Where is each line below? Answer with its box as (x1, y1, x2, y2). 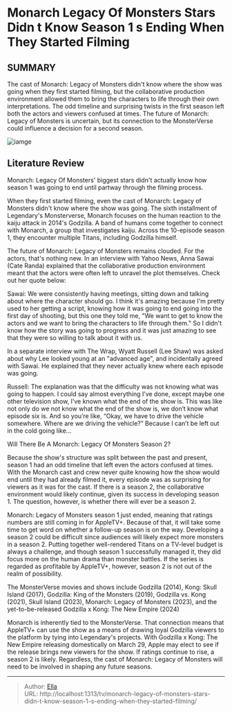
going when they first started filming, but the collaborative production (7, 88, 205, 95)
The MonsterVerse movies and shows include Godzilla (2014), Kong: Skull (7, 583, 217, 591)
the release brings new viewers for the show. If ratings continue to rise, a (7, 648, 215, 656)
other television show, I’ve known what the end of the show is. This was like (7, 397, 222, 405)
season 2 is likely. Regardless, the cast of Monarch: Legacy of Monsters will (7, 655, 223, 663)
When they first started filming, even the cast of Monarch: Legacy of (7, 196, 202, 205)
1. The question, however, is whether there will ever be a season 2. (7, 497, 197, 505)
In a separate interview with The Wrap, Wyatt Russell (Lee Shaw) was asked (7, 347, 224, 355)
